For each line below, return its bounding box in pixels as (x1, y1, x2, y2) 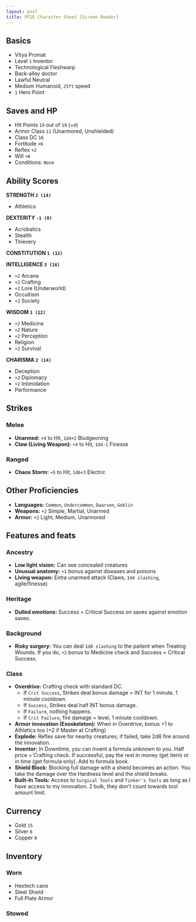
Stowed (6, 909, 29, 917)
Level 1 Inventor (14, 58, 53, 65)
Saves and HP (6, 106, 57, 116)
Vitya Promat (14, 51, 46, 59)
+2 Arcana (14, 272, 39, 279)
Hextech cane (14, 882, 49, 889)
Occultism (14, 291, 39, 298)
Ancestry (6, 549, 33, 557)
